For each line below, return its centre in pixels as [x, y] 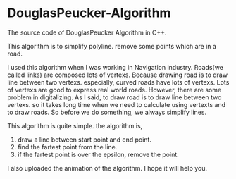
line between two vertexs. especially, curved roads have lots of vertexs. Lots [118, 82]
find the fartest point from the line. [67, 147]
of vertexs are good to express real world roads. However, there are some [114, 89]
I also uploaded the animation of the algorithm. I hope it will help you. [107, 168]
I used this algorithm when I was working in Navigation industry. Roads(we [116, 67]
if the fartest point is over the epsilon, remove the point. [98, 154]
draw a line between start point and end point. [84, 140]
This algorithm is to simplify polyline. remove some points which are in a [112, 46]
